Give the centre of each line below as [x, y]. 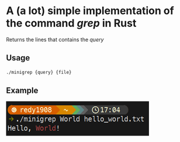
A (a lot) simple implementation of [90, 11]
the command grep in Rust [71, 23]
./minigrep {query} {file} [39, 72]
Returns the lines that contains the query [55, 39]
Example [22, 91]
